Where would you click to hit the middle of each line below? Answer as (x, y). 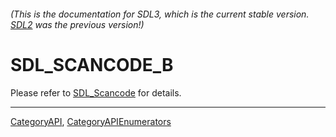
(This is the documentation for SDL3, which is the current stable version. (160, 14)
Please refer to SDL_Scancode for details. (96, 92)
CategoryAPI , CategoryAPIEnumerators (91, 121)
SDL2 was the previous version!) (77, 24)
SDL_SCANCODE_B (92, 64)
